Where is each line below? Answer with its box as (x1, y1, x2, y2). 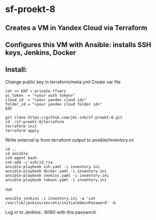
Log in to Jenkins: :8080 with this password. (5, 209, 97, 215)
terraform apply (5, 128, 39, 133)
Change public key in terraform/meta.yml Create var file (5, 79, 121, 85)
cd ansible (5, 151, 28, 156)
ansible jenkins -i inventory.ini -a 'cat (5, 196, 96, 201)
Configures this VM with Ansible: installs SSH (5, 40, 151, 49)
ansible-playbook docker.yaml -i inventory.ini (5, 168, 107, 174)
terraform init (5, 124, 37, 129)
